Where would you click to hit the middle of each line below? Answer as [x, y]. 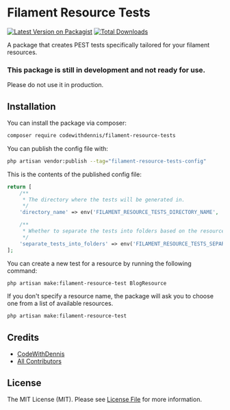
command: [22, 270]
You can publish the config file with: [57, 148]
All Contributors [39, 361]
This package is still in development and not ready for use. [106, 70]
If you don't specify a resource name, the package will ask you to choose [111, 296]
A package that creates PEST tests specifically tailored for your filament [108, 45]
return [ [20, 186]
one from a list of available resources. [60, 304]
